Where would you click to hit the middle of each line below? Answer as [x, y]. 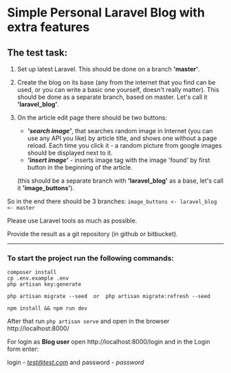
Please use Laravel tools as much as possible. [72, 221]
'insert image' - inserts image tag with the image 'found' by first [119, 160]
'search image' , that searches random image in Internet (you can [120, 131]
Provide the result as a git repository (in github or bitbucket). [93, 234]
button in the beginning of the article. [80, 167]
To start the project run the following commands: [90, 258]
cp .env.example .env [38, 279]
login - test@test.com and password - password [76, 363]
